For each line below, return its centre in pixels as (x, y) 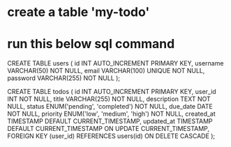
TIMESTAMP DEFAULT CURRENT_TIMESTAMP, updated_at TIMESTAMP (110, 121)
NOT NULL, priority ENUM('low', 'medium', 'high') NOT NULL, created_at (112, 114)
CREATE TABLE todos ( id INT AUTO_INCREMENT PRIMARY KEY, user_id (112, 92)
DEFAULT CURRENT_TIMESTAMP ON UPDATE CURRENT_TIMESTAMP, (108, 129)
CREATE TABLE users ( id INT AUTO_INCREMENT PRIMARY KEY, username (115, 63)
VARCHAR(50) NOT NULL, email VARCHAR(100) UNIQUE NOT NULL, (106, 71)
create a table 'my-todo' (79, 12)
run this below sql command (91, 44)
